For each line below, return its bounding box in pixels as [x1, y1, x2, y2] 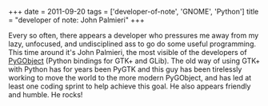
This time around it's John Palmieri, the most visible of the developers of [8, 48, 247, 57]
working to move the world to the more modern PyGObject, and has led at [8, 73, 252, 82]
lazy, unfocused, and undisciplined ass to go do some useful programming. [8, 39, 256, 49]
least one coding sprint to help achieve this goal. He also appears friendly [8, 81, 251, 91]
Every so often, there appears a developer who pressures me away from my [8, 31, 259, 40]
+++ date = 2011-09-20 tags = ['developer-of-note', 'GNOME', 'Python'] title [8, 7, 259, 16]
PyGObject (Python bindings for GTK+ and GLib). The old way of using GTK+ [8, 56, 261, 65]
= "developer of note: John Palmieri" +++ [8, 15, 146, 25]
